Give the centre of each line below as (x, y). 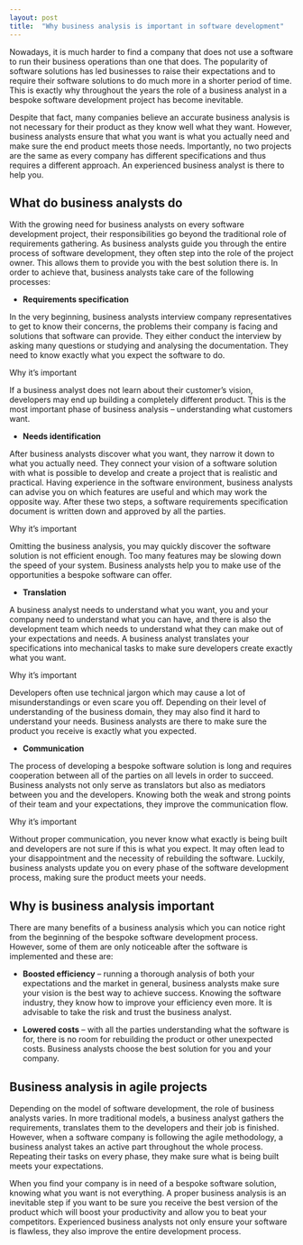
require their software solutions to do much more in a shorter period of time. (151, 80)
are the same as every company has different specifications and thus (138, 155)
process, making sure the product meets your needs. (108, 878)
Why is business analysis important (112, 906)
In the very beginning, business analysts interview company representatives (151, 317)
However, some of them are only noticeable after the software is (129, 947)
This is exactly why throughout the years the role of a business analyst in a (148, 90)
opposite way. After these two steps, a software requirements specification (149, 502)
